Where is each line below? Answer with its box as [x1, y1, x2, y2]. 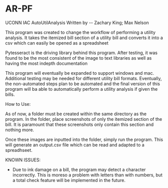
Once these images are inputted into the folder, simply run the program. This [5, 136, 163, 142]
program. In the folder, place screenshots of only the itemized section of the [5, 116, 162, 122]
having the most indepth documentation [5, 60, 88, 66]
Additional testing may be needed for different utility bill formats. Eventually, [5, 75, 162, 81]
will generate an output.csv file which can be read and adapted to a [5, 141, 144, 148]
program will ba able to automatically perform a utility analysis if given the [5, 86, 158, 92]
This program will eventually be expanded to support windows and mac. [5, 70, 154, 76]
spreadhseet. [5, 147, 33, 153]
